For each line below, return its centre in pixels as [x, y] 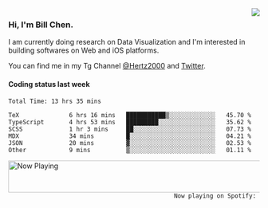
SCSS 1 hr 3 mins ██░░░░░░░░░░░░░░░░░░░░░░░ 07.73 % [130, 129]
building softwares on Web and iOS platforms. [84, 50]
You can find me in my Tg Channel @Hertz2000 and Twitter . [107, 66]
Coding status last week [49, 84]
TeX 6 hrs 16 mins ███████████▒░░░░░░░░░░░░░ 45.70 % [130, 115]
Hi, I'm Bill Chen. [41, 25]
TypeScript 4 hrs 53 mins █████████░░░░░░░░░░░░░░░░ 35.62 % [130, 122]
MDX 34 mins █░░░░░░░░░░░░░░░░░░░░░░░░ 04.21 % [130, 136]
